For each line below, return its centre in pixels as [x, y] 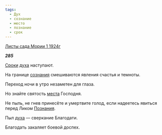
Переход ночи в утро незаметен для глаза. [50, 84]
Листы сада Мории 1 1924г [33, 46]
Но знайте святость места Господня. [43, 94]
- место [17, 23]
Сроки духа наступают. [29, 65]
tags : [10, 10]
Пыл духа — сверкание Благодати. [41, 118]
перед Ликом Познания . [30, 108]
